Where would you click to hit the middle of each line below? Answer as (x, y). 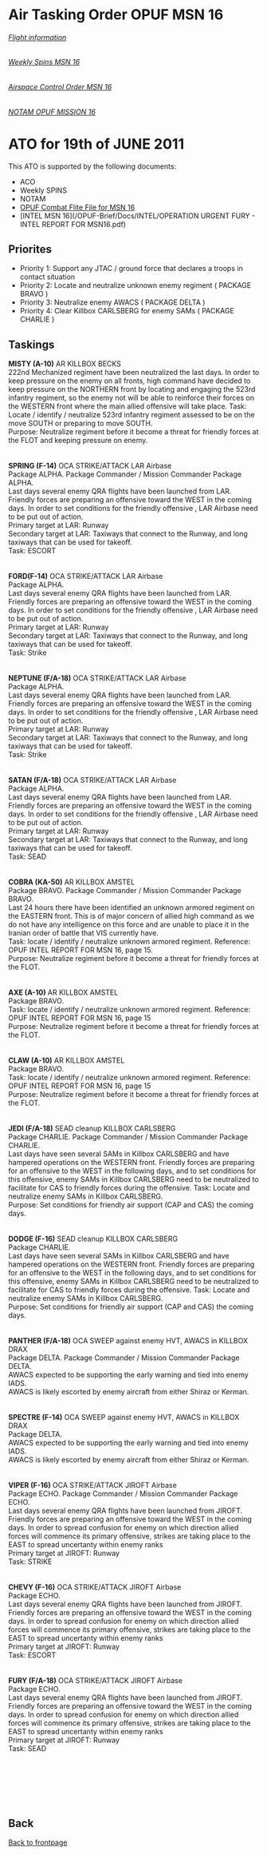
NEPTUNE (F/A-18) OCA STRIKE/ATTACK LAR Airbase (97, 678)
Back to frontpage (38, 1842)
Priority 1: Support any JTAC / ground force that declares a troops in (131, 269)
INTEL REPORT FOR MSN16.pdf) (73, 224)
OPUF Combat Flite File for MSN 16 (77, 207)
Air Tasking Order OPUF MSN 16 (116, 15)
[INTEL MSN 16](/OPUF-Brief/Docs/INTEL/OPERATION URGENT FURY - (137, 215)
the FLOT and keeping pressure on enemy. (78, 441)
